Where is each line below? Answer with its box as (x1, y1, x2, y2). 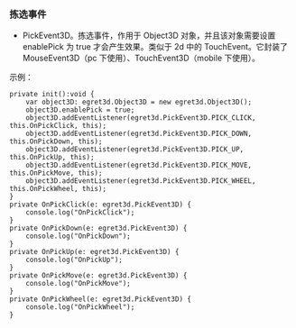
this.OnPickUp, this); (9, 153, 95, 162)
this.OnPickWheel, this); (9, 185, 106, 194)
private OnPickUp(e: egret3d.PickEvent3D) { (9, 248, 180, 257)
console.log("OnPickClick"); (25, 208, 135, 217)
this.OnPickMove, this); (9, 169, 103, 178)
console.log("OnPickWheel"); (25, 303, 135, 312)
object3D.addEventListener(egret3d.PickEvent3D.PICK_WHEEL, (25, 177, 256, 186)
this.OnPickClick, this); (9, 122, 106, 131)
